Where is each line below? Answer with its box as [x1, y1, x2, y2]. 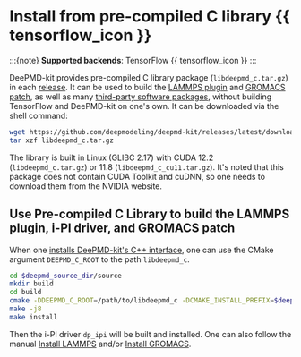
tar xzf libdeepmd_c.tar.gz [9, 136, 115, 145]
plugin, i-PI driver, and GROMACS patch [9, 221, 236, 236]
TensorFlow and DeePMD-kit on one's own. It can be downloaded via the [9, 100, 279, 111]
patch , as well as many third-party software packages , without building [9, 91, 272, 102]
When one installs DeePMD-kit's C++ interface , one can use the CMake [9, 244, 274, 255]
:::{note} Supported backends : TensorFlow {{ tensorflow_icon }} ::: [9, 55, 257, 65]
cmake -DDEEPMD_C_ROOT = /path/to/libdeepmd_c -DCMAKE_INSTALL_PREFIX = [9, 296, 275, 305]
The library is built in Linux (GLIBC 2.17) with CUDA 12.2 [9, 152, 214, 163]
